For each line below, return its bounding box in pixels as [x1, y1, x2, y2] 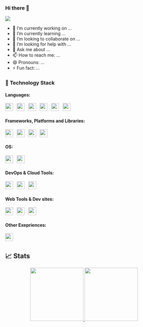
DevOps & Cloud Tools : [5, 170, 54, 176]
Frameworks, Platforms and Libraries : [5, 118, 85, 124]
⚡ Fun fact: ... [12, 65, 40, 71]
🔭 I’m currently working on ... [12, 25, 72, 32]
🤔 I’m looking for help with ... [12, 41, 71, 47]
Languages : [5, 92, 31, 98]
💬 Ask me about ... [12, 47, 50, 53]
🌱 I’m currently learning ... [12, 31, 66, 37]
